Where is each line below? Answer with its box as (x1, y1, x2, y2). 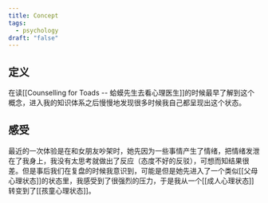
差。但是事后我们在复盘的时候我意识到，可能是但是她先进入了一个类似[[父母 (8, 166, 258, 175)
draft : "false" (8, 33, 59, 42)
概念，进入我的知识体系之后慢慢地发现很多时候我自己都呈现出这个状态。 (8, 98, 246, 107)
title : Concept (8, 11, 59, 20)
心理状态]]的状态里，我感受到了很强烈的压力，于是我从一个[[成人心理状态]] (8, 176, 254, 185)
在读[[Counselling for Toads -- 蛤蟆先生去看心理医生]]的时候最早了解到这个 (8, 88, 255, 98)
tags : (8, 19, 26, 27)
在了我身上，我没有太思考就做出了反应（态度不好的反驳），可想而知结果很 (8, 156, 250, 166)
